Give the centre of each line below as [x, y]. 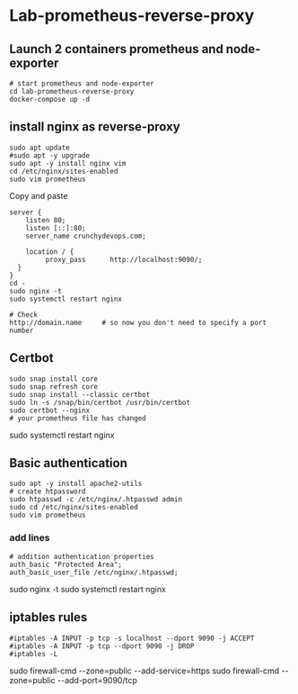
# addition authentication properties [82, 556]
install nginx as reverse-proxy [95, 127]
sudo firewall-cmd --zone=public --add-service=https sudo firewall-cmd [145, 671]
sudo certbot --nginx [50, 410]
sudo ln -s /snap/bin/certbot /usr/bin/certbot [100, 402]
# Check [24, 315]
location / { [50, 252]
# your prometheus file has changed [78, 418]
